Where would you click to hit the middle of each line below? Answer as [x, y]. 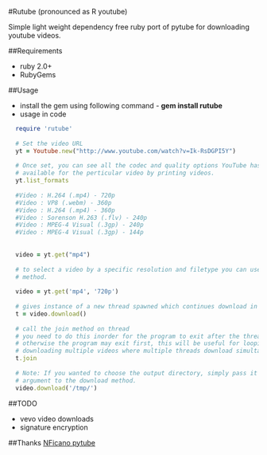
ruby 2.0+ [36, 66]
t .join [26, 359]
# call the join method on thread [72, 329]
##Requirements [35, 51]
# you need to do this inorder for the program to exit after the [128, 336]
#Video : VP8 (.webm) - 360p [64, 202]
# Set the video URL [49, 143]
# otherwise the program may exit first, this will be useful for [128, 343]
